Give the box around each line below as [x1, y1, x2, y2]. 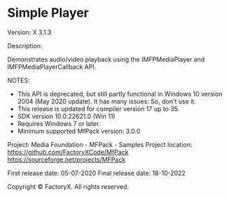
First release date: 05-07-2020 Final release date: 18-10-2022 [7, 169, 186, 177]
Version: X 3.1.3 [7, 28, 52, 36]
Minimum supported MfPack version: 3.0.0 [17, 127, 141, 135]
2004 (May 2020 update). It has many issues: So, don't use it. [17, 97, 196, 106]
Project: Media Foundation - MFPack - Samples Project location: [7, 140, 193, 148]
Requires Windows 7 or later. [17, 119, 101, 127]
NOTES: [7, 76, 30, 85]
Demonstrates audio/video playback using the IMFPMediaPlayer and [7, 55, 205, 64]
